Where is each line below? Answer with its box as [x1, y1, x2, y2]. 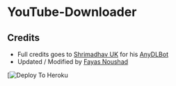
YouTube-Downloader [7, 4, 137, 20]
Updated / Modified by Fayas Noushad [17, 58, 129, 66]
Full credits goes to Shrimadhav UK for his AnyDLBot [17, 50, 169, 58]
